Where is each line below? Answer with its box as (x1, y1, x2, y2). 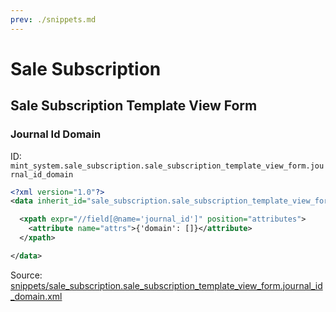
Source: (10, 269, 43, 281)
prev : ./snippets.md (10, 14, 97, 25)
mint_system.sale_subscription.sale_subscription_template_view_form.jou (10, 161, 325, 171)
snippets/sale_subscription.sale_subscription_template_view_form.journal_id (10, 279, 323, 291)
